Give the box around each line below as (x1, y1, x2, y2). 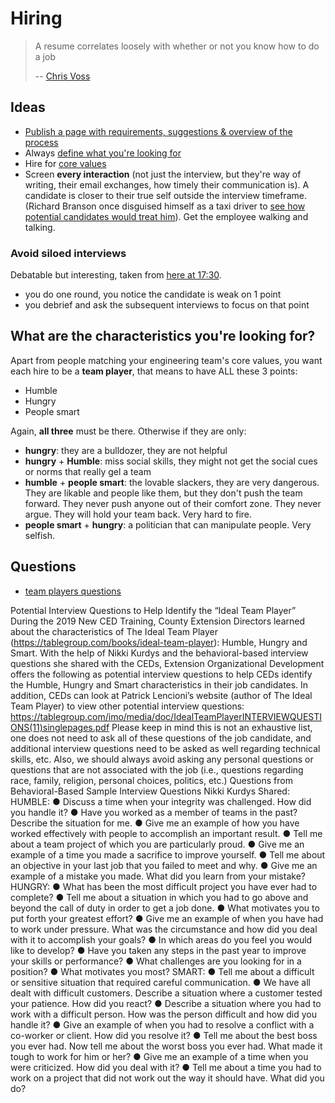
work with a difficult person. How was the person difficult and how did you (10, 1008, 318, 1020)
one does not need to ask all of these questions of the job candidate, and (10, 732, 312, 744)
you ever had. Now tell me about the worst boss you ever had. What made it (10, 1040, 323, 1052)
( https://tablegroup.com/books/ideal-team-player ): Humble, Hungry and (10, 636, 308, 648)
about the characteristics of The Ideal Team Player (10, 625, 219, 637)
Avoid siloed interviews (10, 246, 127, 260)
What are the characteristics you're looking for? (10, 328, 316, 345)
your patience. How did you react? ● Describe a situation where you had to (10, 997, 322, 1009)
